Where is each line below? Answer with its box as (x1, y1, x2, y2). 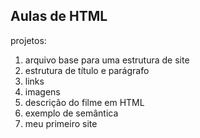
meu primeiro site (24, 117, 98, 129)
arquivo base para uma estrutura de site (24, 54, 190, 66)
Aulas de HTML (10, 8, 108, 25)
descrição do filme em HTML (24, 96, 145, 108)
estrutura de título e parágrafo (24, 64, 150, 76)
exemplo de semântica (24, 107, 119, 119)
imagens (24, 85, 61, 98)
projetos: (10, 34, 47, 46)
